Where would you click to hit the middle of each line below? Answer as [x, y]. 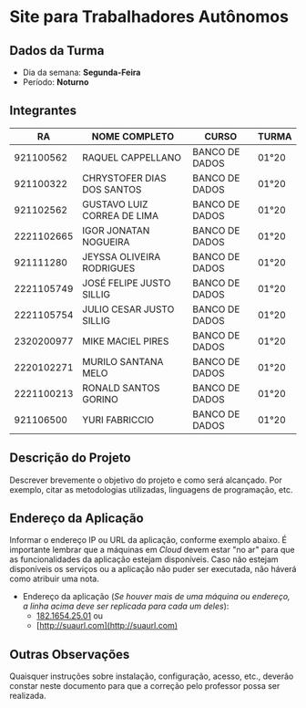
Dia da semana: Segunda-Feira [82, 72]
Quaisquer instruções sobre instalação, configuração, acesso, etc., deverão [152, 676]
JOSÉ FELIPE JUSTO [126, 283]
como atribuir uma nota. [55, 579]
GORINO [100, 399]
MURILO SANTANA [122, 361]
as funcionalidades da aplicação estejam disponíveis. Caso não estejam [144, 559]
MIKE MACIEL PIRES [125, 341]
